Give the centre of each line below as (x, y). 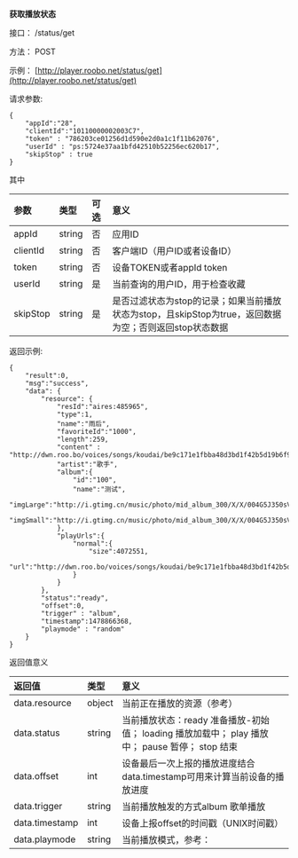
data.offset (36, 776)
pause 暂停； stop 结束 (189, 747)
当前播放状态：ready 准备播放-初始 (196, 720)
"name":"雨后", (83, 424)
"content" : (78, 447)
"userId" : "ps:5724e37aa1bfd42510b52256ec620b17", (122, 146)
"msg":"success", (57, 383)
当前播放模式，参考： (166, 840)
